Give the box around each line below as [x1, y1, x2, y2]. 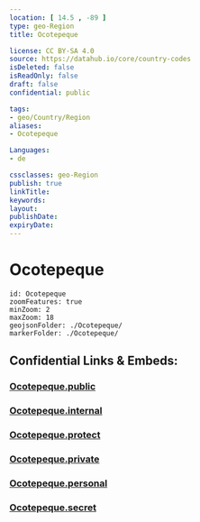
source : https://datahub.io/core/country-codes [9, 55, 192, 64]
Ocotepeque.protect [9, 429, 101, 442]
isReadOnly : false [9, 71, 78, 81]
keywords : [9, 196, 47, 205]
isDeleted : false [9, 63, 75, 72]
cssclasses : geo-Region [9, 170, 99, 179]
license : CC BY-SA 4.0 [9, 46, 95, 55]
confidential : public [9, 87, 91, 97]
